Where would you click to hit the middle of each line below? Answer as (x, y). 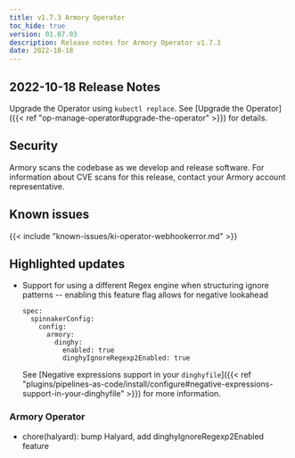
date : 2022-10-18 (41, 51)
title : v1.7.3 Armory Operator (67, 17)
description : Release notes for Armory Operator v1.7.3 (115, 42)
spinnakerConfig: (63, 319)
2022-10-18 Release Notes (85, 87)
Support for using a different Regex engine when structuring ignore (145, 286)
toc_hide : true (37, 26)
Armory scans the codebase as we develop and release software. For (137, 167)
